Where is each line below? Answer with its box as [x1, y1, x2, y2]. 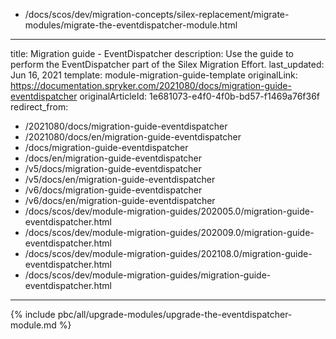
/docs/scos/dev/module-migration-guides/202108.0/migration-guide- [24, 248, 313, 259]
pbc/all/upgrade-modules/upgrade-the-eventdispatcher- [57, 309, 293, 320]
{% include [10, 309, 56, 320]
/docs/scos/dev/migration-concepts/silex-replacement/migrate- [24, 9, 290, 20]
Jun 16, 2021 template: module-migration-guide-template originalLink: [10, 69, 298, 81]
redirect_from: [10, 101, 69, 113]
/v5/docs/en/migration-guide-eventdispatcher [24, 174, 216, 185]
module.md [10, 319, 57, 331]
